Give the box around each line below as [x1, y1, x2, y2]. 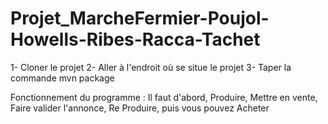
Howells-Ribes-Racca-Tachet [10, 28, 261, 51]
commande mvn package [10, 72, 115, 84]
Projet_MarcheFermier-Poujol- [10, 7, 270, 30]
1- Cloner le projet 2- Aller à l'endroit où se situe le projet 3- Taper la [10, 61, 292, 73]
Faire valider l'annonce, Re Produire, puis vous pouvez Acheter [10, 102, 270, 114]
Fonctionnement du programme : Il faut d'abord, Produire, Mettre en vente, [10, 91, 318, 103]
